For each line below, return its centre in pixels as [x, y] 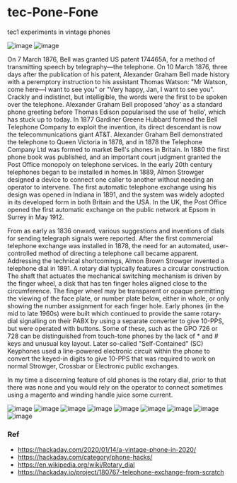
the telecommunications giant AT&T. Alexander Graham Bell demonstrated [115, 134]
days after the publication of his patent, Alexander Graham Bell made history [118, 74]
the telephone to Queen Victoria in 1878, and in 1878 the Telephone [105, 141]
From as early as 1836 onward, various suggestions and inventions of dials [116, 231]
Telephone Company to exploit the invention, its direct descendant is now [114, 127]
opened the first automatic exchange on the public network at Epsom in [111, 209]
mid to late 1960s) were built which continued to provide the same [104, 313]
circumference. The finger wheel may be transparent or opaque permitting [116, 291]
